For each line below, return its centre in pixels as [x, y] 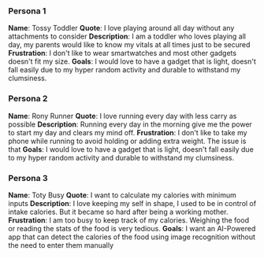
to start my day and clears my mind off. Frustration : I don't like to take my [128, 132]
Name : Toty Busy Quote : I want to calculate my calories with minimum [122, 195]
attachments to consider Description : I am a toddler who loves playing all [127, 36]
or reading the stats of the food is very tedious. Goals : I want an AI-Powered [132, 228]
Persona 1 [27, 11]
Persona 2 [28, 98]
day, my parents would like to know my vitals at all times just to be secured [129, 45]
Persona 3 [28, 178]
